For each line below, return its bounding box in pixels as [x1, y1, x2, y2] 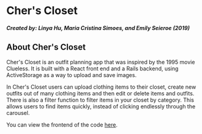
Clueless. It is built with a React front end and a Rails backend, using [6, 65, 179, 72]
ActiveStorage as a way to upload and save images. [6, 71, 137, 78]
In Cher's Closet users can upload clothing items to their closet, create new [6, 83, 196, 91]
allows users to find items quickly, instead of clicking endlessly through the [6, 102, 196, 110]
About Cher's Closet [6, 42, 86, 53]
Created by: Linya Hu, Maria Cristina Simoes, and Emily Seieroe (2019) [6, 24, 190, 31]
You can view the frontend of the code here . [6, 121, 118, 128]
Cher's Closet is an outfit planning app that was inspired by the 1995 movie [6, 58, 195, 65]
